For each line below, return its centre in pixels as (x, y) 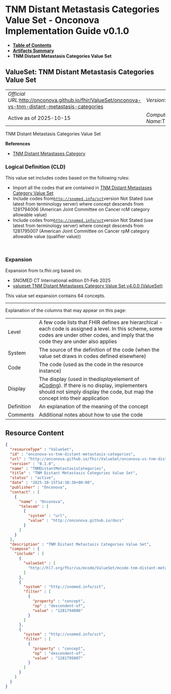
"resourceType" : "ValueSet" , (42, 450)
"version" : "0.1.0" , (33, 464)
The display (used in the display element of (89, 379)
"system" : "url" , (47, 516)
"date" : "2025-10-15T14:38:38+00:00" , (52, 483)
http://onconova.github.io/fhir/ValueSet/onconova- (80, 100)
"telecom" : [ (34, 506)
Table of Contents (32, 45)
